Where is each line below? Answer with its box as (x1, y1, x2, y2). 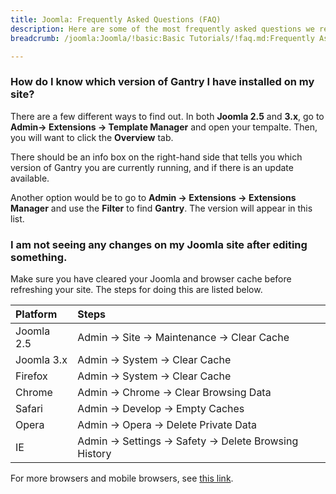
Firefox (15, 369, 48, 383)
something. (10, 250, 68, 264)
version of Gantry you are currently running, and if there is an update (10, 161, 294, 173)
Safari (15, 401, 43, 415)
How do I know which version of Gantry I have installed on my (10, 75, 315, 89)
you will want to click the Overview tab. (10, 131, 174, 143)
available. (10, 172, 50, 184)
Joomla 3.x (15, 352, 68, 366)
